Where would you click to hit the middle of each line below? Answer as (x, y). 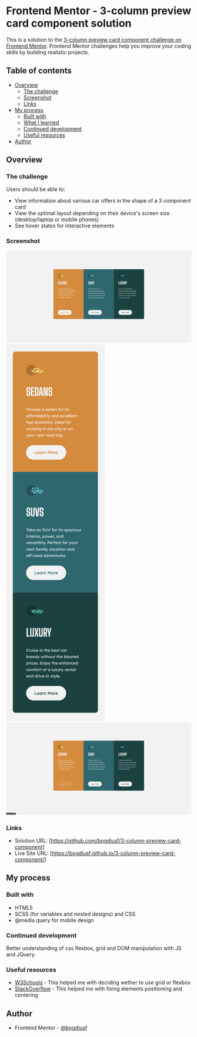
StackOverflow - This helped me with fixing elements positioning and (98, 989)
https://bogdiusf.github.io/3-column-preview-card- (114, 853)
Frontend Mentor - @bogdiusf (51, 1028)
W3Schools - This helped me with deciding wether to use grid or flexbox (103, 983)
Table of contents (39, 71)
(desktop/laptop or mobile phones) (57, 220)
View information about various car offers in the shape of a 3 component (103, 201)
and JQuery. (21, 955)
